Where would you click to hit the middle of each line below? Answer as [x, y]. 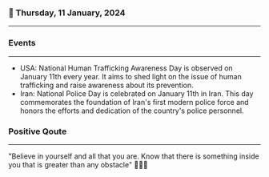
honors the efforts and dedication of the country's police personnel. [132, 111]
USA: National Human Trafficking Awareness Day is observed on [126, 68]
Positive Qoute [38, 131]
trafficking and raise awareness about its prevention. [106, 85]
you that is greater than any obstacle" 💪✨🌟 [78, 164]
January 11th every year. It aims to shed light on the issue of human [130, 76]
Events [22, 43]
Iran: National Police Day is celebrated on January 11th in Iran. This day [137, 93]
